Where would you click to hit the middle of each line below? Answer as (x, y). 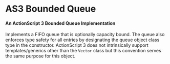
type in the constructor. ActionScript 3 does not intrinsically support (77, 45)
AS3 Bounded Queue (51, 9)
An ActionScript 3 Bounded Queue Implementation (60, 23)
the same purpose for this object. (40, 56)
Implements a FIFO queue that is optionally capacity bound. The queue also (85, 35)
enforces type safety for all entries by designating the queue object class (82, 40)
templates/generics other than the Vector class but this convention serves (83, 51)
